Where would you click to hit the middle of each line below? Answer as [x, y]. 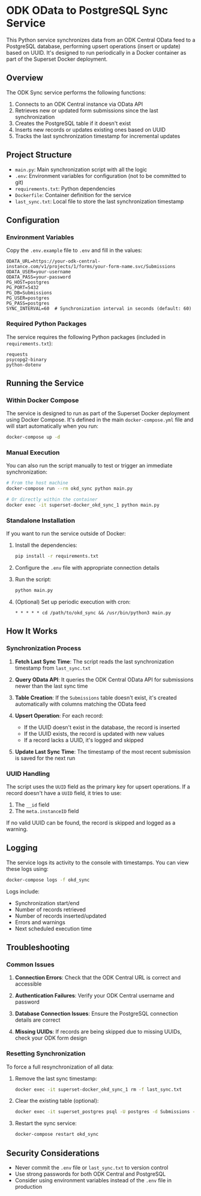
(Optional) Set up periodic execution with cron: [73, 602]
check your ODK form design [51, 1038]
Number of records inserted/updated [61, 916]
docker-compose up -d [33, 437]
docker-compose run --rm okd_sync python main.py [70, 489]
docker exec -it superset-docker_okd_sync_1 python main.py [83, 505]
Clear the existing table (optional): [57, 1101]
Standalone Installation [41, 520]
